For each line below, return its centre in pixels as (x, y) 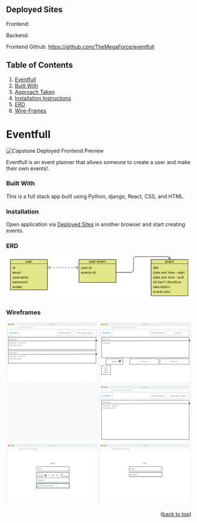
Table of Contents (40, 65)
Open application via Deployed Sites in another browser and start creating (96, 224)
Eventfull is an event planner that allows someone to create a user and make (98, 162)
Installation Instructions (43, 98)
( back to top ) (176, 514)
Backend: (18, 35)
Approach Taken (34, 92)
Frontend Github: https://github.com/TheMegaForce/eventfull (80, 46)
